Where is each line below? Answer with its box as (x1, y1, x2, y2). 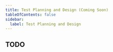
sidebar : (5, 17, 24, 22)
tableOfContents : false (5, 12, 56, 17)
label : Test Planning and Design (10, 21, 81, 27)
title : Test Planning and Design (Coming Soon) (5, 7, 109, 13)
